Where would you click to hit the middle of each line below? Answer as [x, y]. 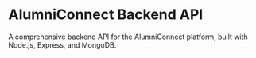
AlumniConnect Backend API [106, 15]
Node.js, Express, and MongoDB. [62, 44]
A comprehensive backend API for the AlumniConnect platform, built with [128, 37]
